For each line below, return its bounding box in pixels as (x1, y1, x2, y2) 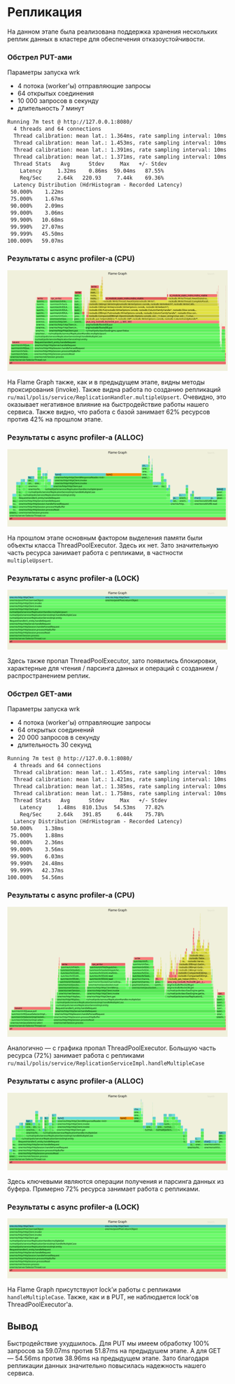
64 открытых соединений (17, 726, 94, 734)
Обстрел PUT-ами (7, 52, 72, 62)
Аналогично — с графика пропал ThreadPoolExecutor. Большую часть (7, 1044, 217, 1052)
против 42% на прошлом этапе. (7, 415, 104, 424)
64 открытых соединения (17, 89, 94, 98)
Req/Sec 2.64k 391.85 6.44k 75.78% (20, 811, 164, 818)
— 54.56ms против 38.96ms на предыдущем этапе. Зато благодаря (7, 1354, 209, 1362)
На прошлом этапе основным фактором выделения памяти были (7, 533, 203, 542)
